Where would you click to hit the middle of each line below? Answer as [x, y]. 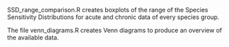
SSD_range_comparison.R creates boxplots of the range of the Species [108, 10]
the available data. [33, 37]
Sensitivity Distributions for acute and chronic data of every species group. [113, 17]
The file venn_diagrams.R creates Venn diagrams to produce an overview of [115, 30]
